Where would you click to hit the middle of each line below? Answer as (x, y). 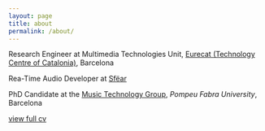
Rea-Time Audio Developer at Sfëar (68, 79)
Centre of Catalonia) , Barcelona (61, 63)
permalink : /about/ (41, 31)
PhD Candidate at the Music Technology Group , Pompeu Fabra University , (133, 94)
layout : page (30, 16)
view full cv (28, 119)
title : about (30, 24)
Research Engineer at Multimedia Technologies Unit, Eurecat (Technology (132, 55)
